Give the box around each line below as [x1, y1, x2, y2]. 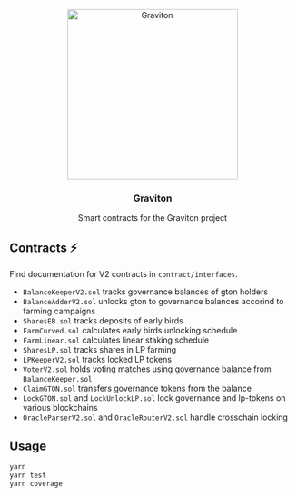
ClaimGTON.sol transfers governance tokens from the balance [22, 383, 252, 394]
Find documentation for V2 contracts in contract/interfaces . [9, 269, 238, 280]
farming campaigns [22, 305, 96, 317]
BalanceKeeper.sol [22, 375, 93, 384]
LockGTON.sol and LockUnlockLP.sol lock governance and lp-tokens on [22, 393, 286, 403]
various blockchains [22, 403, 98, 413]
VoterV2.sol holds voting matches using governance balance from [22, 363, 272, 374]
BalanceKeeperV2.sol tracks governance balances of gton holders [22, 286, 269, 297]
